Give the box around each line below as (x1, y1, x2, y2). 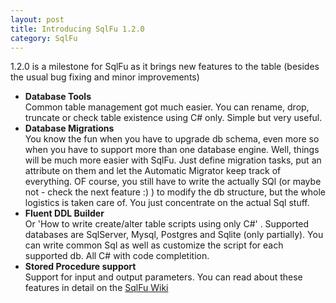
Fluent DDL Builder (24, 207, 105, 220)
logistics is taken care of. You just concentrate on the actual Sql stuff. (24, 197, 310, 209)
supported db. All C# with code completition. (24, 250, 210, 262)
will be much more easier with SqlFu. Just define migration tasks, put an (24, 154, 322, 166)
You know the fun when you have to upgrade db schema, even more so (24, 133, 320, 145)
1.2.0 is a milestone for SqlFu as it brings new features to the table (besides (10, 61, 320, 73)
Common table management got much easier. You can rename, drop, (24, 101, 310, 113)
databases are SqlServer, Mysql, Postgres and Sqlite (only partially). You (24, 229, 324, 241)
